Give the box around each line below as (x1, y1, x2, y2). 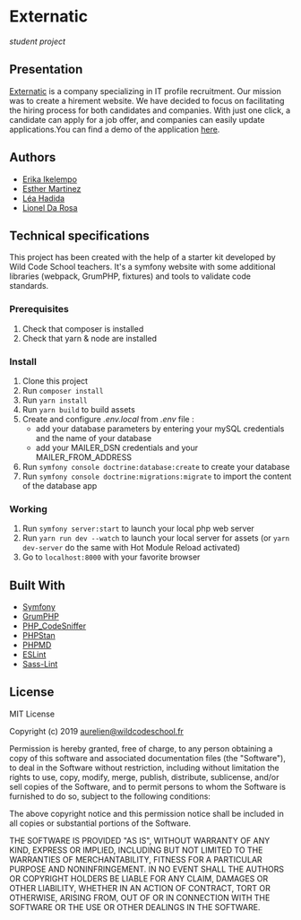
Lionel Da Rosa (21, 202, 78, 213)
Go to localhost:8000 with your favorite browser (21, 551, 201, 562)
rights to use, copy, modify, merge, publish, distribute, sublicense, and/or (9, 771, 279, 782)
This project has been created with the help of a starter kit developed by (9, 252, 276, 263)
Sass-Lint (21, 659, 58, 670)
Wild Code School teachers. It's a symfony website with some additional (9, 262, 276, 273)
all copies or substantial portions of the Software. (9, 818, 191, 829)
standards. (9, 281, 49, 291)
